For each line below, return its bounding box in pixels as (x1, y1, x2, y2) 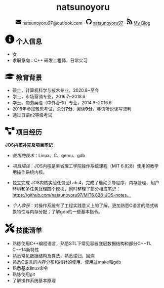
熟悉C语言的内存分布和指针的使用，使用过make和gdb (12, 259, 122, 265)
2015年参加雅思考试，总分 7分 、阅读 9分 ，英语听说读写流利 (12, 106, 132, 112)
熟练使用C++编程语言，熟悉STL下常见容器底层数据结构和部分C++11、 (12, 240, 155, 246)
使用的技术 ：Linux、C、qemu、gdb (12, 152, 85, 158)
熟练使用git (12, 271, 36, 277)
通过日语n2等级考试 (12, 112, 53, 118)
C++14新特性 (12, 247, 40, 252)
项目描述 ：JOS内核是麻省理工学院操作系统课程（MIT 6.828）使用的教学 (12, 163, 159, 169)
